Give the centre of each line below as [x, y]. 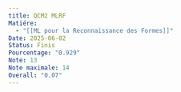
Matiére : [23, 23]
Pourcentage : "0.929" [44, 53]
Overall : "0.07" [35, 75]
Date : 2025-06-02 [37, 38]
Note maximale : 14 [39, 68]
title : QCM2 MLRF [37, 16]
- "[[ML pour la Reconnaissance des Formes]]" [95, 30]
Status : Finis [32, 46]
